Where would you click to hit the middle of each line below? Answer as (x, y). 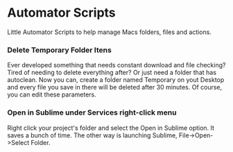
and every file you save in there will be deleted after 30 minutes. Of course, (115, 87)
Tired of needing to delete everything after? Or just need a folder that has (112, 73)
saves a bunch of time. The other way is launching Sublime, (93, 135)
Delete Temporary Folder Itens (60, 50)
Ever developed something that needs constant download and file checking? (116, 65)
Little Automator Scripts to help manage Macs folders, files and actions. (109, 32)
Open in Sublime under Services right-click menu (92, 112)
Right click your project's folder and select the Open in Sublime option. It (111, 128)
